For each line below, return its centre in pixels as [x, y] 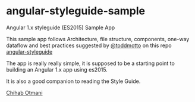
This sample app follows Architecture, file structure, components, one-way [98, 39]
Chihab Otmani [24, 92]
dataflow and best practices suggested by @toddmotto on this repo [89, 45]
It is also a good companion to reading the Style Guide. [73, 81]
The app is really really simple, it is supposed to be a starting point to [91, 63]
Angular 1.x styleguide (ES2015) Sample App [61, 27]
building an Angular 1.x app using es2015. [57, 69]
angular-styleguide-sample [76, 11]
